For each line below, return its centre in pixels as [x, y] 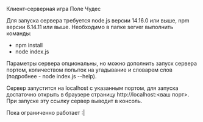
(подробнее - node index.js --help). [52, 76]
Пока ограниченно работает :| [46, 113]
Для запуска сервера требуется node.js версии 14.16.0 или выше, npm [98, 20]
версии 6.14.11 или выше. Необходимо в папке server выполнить [90, 27]
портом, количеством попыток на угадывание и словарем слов [89, 70]
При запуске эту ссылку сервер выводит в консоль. [74, 101]
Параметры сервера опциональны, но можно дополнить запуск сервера [101, 63]
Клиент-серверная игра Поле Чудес [54, 9]
